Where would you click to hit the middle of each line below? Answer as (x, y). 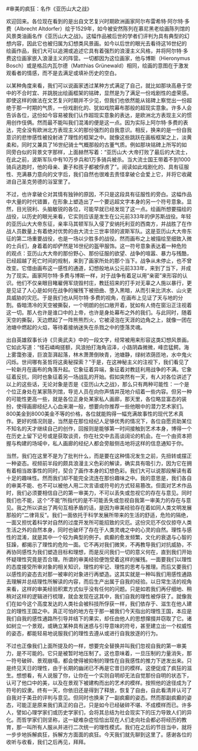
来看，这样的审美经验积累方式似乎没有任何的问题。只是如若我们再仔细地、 (96, 589)
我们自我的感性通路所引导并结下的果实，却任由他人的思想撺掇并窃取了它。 (96, 619)
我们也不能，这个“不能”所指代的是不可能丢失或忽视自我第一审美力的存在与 (96, 500)
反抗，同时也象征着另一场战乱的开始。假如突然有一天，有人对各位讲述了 (104, 377)
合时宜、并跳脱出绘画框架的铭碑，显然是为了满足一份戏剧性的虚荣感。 (107, 93)
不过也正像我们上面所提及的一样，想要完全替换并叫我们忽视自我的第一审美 (96, 646)
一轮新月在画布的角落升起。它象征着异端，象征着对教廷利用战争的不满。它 (96, 369)
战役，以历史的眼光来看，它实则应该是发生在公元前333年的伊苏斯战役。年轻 (99, 216)
